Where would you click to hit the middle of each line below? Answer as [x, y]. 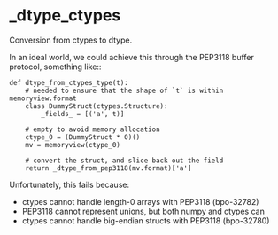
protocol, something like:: [55, 67]
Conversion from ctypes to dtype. [71, 40]
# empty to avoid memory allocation [93, 129]
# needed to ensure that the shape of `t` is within [124, 90]
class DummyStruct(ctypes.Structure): [97, 106]
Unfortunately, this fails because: [69, 184]
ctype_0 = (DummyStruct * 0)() [83, 137]
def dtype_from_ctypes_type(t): [69, 82]
